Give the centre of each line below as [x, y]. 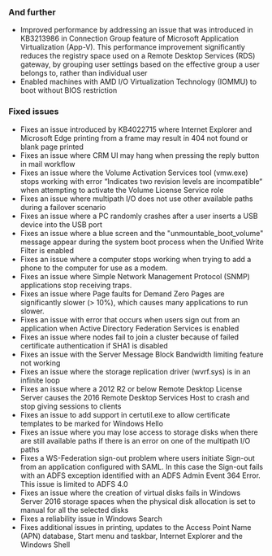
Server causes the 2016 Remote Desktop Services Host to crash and [135, 397]
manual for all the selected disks [74, 510]
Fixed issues [34, 112]
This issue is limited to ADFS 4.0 [74, 484]
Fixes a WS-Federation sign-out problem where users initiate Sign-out [138, 457]
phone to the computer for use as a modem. [94, 268]
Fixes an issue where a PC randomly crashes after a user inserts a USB [139, 216]
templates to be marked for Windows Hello [92, 423]
